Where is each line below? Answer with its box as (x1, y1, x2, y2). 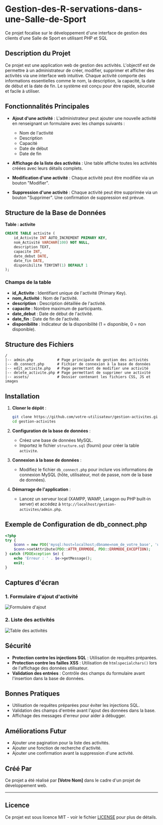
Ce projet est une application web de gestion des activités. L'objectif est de (5, 62, 155, 68)
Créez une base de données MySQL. (19, 437, 93, 443)
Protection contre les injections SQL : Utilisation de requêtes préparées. (12, 655, 158, 661)
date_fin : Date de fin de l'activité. (12, 316, 80, 322)
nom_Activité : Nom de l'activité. (12, 295, 79, 301)
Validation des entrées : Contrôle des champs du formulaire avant (12, 670, 145, 676)
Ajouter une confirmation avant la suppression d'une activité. (12, 750, 134, 756)
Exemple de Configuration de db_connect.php (5, 521, 147, 529)
